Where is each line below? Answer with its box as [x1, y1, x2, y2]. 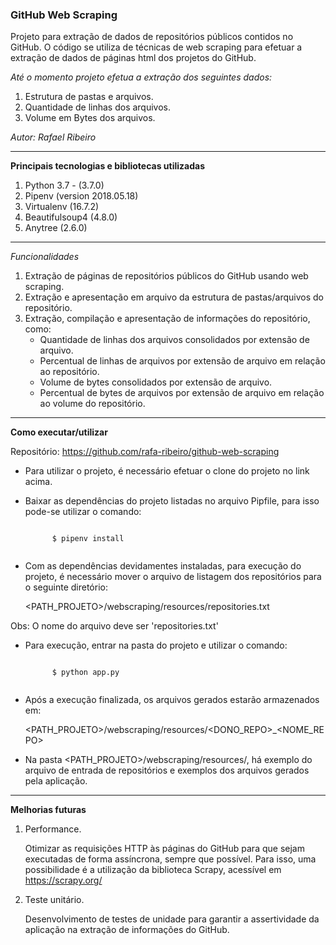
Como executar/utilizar [10, 426, 108, 438]
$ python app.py [51, 668, 120, 678]
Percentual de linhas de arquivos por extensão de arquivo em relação [39, 355, 326, 367]
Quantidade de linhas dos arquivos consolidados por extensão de [39, 334, 310, 346]
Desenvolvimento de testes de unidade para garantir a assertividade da [24, 913, 320, 925]
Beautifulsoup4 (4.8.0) [24, 211, 118, 223]
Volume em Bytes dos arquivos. [24, 112, 156, 124]
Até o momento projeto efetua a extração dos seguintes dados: [10, 71, 273, 83]
